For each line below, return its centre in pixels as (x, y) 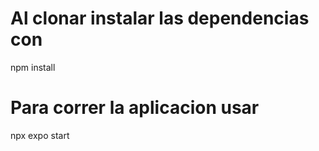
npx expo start (40, 135)
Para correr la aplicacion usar (135, 108)
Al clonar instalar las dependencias (160, 18)
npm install (33, 67)
